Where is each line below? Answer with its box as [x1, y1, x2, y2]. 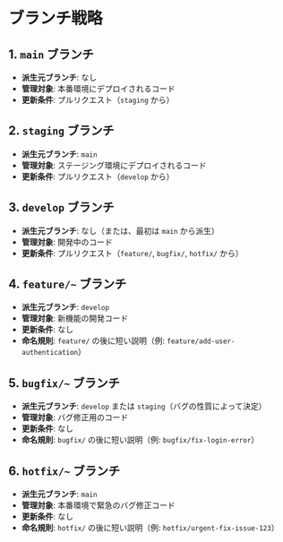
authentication [21, 348, 79, 357]
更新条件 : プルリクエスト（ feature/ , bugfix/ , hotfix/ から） [21, 247, 244, 258]
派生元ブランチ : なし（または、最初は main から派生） [21, 225, 220, 236]
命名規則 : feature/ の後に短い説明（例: [21, 335, 166, 346]
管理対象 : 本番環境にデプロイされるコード [21, 83, 176, 94]
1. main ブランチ [8, 47, 95, 62]
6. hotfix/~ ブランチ [8, 463, 121, 478]
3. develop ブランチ [8, 200, 115, 215]
